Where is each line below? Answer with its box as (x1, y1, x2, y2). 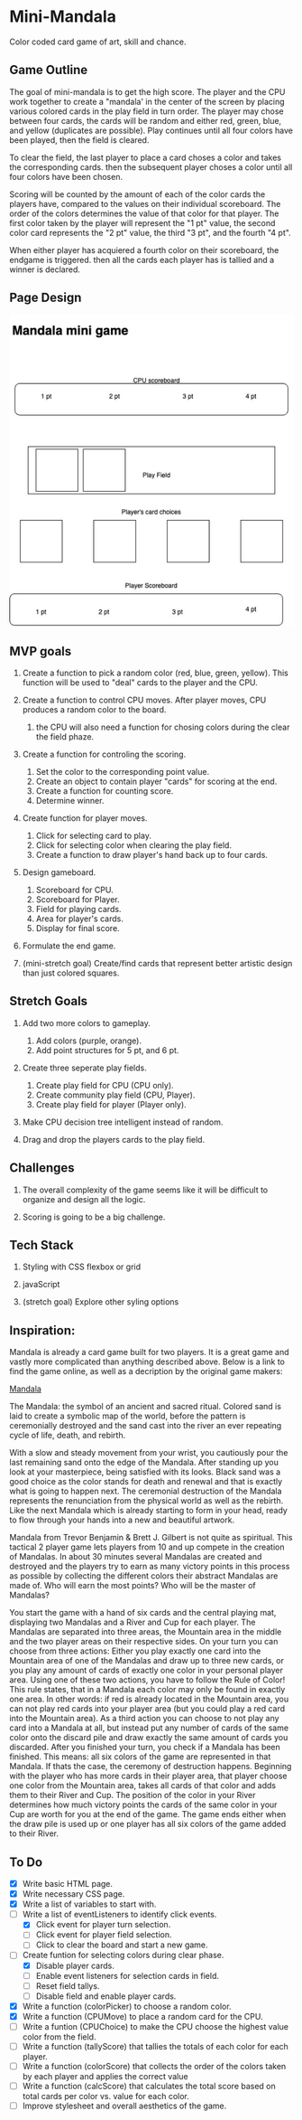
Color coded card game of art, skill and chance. (9, 36, 187, 47)
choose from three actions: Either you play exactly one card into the (9, 1645, 261, 1656)
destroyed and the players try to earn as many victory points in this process (9, 1561, 290, 1572)
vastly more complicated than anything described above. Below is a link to (9, 1356, 286, 1367)
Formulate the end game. (22, 940, 116, 951)
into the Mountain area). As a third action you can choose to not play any (9, 1713, 279, 1724)
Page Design (9, 290, 82, 306)
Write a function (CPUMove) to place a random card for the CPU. (22, 2011, 263, 2021)
